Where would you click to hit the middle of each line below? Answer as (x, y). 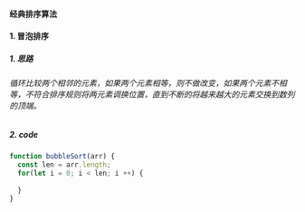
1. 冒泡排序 (29, 36)
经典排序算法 (33, 14)
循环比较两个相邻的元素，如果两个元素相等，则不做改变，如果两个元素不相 (148, 83)
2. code (24, 134)
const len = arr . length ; (64, 165)
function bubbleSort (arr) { (62, 157)
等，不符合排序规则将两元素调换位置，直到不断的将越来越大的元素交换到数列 (152, 94)
